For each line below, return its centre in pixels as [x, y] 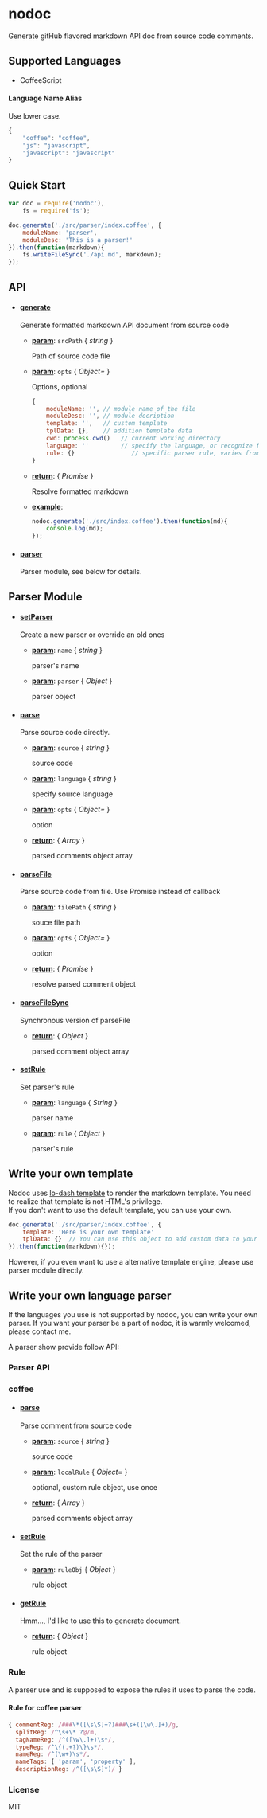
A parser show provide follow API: [64, 1347]
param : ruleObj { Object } [74, 1570]
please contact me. [40, 1331]
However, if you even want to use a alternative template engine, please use [131, 1262]
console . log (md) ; [75, 529]
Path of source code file [71, 356]
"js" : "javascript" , [56, 145]
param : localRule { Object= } [79, 1472]
